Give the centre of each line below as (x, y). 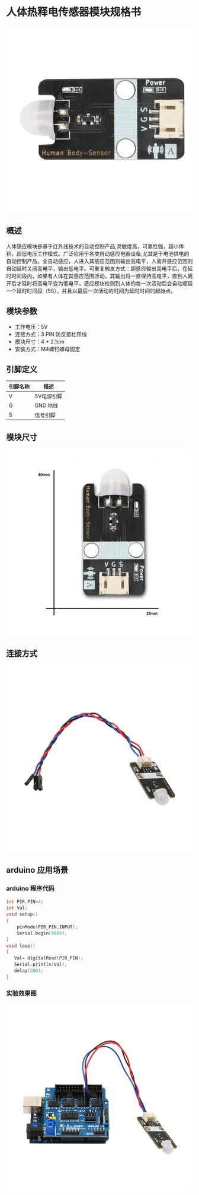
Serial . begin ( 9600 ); (42, 933)
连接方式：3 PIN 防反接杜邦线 (51, 334)
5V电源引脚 (49, 396)
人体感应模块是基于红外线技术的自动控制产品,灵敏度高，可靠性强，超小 (93, 246)
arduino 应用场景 (37, 870)
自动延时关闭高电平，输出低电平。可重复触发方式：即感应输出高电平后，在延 (99, 268)
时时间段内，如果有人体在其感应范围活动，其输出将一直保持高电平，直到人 (97, 276)
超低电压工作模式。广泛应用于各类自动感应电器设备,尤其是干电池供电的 (103, 253)
